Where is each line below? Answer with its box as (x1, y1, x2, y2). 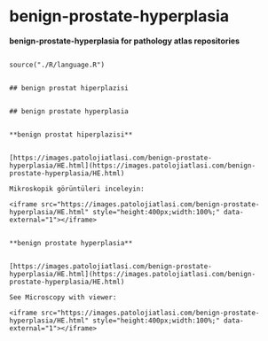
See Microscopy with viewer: (9, 292, 117, 302)
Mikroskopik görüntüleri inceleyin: (9, 184, 145, 193)
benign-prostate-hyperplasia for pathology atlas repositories (9, 35, 240, 46)
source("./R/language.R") (9, 60, 105, 69)
